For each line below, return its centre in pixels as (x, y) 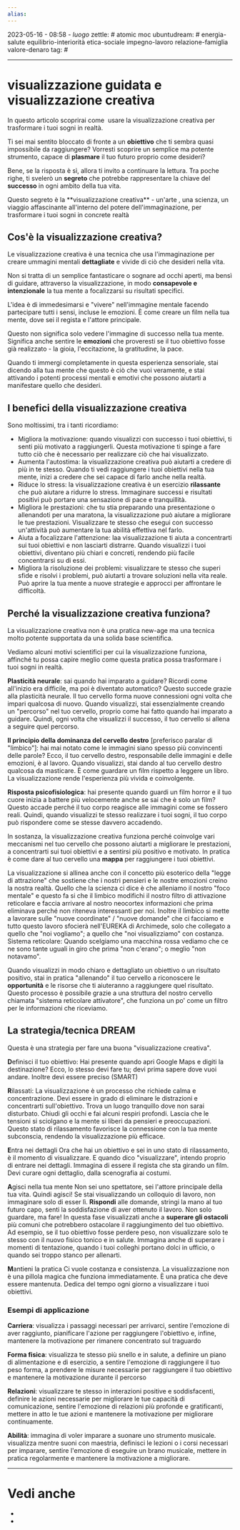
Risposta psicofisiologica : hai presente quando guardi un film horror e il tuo (120, 792)
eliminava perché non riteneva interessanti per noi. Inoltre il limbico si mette (119, 911)
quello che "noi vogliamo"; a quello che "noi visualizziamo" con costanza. (116, 934)
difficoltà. (32, 591)
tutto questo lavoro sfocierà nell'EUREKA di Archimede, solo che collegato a (119, 926)
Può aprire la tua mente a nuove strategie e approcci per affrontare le (120, 584)
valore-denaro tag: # (38, 49)
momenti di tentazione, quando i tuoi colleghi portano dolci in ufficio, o (111, 1247)
